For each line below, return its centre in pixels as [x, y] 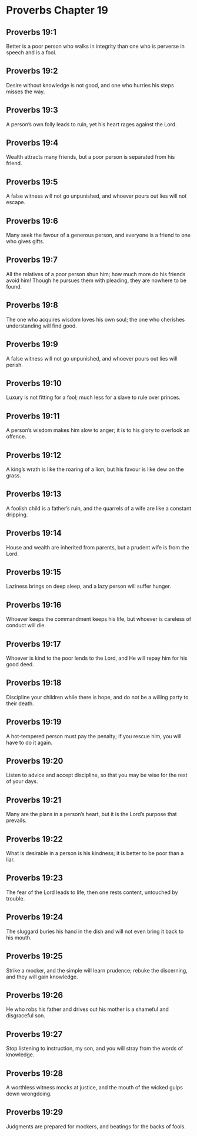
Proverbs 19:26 [35, 995]
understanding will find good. [42, 326]
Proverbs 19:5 [32, 181]
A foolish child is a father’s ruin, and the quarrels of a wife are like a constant [99, 508]
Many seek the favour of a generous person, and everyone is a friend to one [98, 235]
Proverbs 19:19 [34, 722]
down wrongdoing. [29, 1094]
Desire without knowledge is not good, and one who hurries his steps [90, 85]
